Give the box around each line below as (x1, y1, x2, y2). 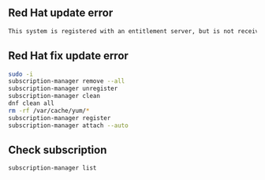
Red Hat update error (8, 6, 114, 20)
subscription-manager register (8, 114, 111, 122)
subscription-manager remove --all (8, 77, 125, 85)
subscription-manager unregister (8, 84, 118, 93)
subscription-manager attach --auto (8, 122, 129, 129)
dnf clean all (8, 99, 55, 107)
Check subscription (8, 143, 107, 156)
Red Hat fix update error (8, 49, 129, 62)
